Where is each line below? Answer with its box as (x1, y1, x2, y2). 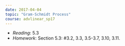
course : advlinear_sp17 (5, 16, 55, 21)
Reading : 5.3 (12, 30, 39, 36)
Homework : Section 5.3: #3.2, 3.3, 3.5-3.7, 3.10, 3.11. (12, 35, 120, 41)
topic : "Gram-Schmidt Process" (5, 12, 71, 17)
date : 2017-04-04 (5, 7, 42, 12)
